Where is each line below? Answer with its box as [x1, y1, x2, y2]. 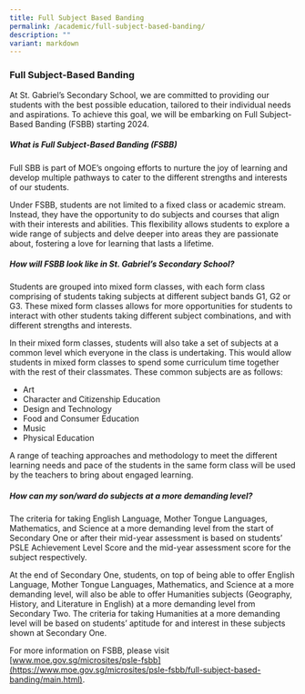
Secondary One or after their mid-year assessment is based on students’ [9, 533, 283, 544]
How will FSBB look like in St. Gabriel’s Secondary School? [9, 258, 235, 269]
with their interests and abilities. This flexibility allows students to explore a [9, 218, 290, 229]
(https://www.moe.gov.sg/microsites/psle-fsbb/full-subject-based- [9, 665, 261, 676]
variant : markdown [9, 38, 79, 48]
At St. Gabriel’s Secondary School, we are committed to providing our [9, 89, 270, 100]
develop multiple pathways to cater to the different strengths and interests [9, 172, 288, 183]
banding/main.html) [9, 674, 84, 685]
